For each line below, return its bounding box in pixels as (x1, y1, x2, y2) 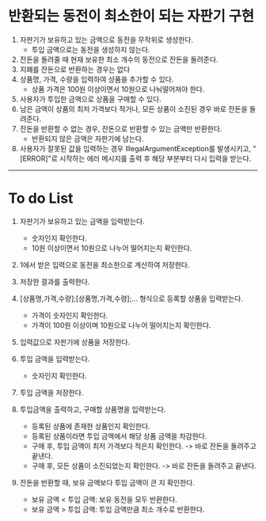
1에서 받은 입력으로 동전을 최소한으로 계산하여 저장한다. (19, 260, 190, 269)
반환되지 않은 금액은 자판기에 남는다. (31, 134, 144, 143)
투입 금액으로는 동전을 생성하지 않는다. (31, 44, 150, 54)
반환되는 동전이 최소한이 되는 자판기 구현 (8, 7, 255, 25)
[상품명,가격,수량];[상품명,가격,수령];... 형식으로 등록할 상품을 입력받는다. (19, 294, 244, 303)
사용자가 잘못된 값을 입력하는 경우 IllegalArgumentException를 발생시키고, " (19, 143, 256, 153)
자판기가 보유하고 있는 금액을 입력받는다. (19, 216, 145, 226)
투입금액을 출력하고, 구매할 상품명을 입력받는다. (19, 405, 166, 414)
